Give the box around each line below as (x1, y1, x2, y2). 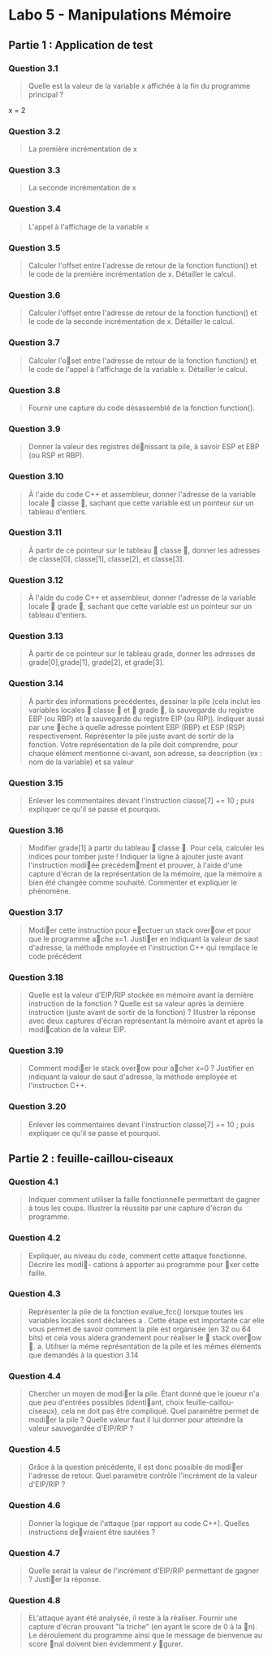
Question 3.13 (8, 631, 64, 642)
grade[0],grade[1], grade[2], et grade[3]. (28, 658, 165, 667)
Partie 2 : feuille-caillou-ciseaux (8, 1152, 175, 1165)
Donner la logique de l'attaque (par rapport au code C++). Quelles (28, 1518, 250, 1528)
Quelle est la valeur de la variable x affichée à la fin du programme (28, 81, 251, 90)
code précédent (28, 951, 83, 961)
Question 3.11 (8, 527, 63, 538)
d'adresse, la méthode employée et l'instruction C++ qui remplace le (28, 942, 258, 952)
